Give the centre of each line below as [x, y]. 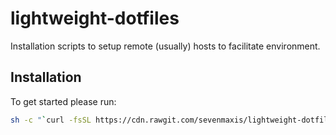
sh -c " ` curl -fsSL [51, 120]
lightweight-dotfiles [95, 18]
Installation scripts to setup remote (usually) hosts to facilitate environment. [165, 46]
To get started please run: [63, 101]
